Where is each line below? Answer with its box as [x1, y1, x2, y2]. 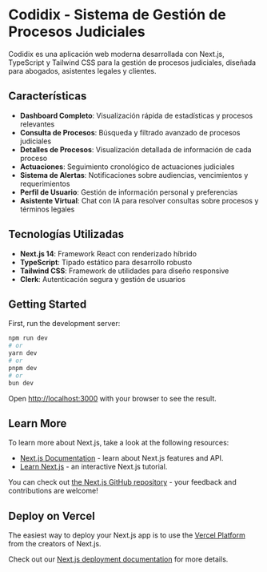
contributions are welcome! [8, 486, 98, 496]
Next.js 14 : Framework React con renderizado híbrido [19, 248, 197, 258]
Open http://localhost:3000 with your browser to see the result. [8, 393, 217, 403]
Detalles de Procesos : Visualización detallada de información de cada [19, 144, 252, 154]
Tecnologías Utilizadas [8, 228, 125, 241]
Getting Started [8, 297, 87, 311]
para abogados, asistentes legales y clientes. [8, 66, 157, 75]
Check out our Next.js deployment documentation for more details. [8, 554, 229, 564]
